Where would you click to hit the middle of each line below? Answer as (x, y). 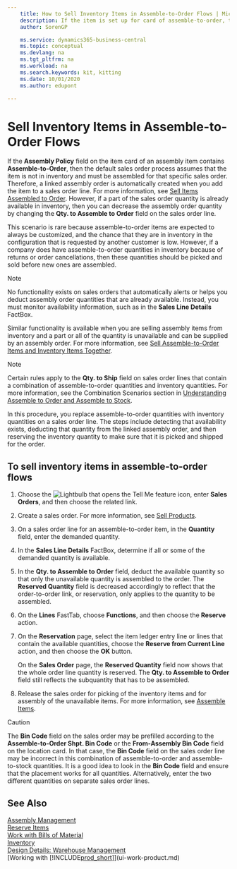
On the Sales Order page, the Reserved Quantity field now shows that (120, 665)
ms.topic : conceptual (51, 47)
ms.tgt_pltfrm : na (47, 60)
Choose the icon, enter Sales (122, 494)
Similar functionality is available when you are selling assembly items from (115, 328)
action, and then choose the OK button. (75, 651)
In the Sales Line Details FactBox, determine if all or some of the (111, 550)
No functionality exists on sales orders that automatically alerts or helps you (117, 292)
